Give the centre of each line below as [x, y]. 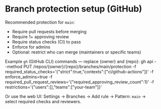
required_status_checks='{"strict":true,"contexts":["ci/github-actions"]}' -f [79, 71]
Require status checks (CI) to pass [46, 41]
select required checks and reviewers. [43, 101]
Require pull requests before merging [49, 31]
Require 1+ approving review [40, 37]
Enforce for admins [31, 47]
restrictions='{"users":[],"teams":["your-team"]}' [54, 87]
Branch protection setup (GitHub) [73, 9]
